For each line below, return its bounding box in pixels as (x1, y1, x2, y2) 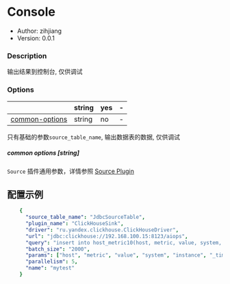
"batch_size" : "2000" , (25, 246, 90, 253)
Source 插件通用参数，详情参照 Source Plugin (7, 167, 135, 175)
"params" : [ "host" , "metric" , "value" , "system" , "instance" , (25, 252, 207, 259)
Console (7, 4, 56, 20)
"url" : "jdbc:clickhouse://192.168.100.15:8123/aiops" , (25, 233, 188, 240)
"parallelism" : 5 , (25, 258, 78, 266)
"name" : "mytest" (25, 265, 75, 272)
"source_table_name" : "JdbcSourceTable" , (25, 214, 146, 221)
